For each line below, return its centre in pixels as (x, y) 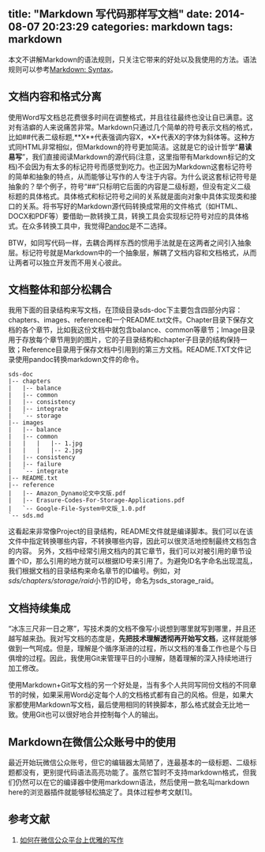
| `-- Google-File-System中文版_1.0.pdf (77, 509)
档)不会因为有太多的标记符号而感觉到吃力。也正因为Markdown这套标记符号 (130, 166)
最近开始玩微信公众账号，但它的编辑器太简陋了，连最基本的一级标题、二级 (129, 763)
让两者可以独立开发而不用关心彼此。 (67, 262)
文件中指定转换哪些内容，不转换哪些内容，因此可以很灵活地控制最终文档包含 (132, 541)
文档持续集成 (39, 608)
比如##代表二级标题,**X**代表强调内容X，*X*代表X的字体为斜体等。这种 (128, 137)
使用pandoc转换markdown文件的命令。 (79, 360)
